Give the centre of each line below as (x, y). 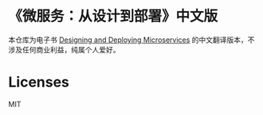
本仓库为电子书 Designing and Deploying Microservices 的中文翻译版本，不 (131, 40)
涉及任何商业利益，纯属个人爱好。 (64, 49)
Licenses (39, 82)
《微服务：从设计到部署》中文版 (113, 16)
